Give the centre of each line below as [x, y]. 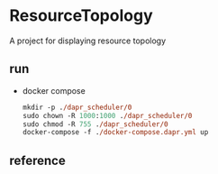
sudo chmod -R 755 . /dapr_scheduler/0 [95, 124]
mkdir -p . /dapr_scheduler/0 [77, 107]
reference [37, 160]
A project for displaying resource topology [88, 41]
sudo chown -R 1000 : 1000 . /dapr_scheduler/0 [107, 115]
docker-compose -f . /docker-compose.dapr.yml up [115, 133]
